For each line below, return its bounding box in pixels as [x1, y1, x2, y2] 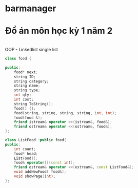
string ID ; [14, 74, 36, 79]
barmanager [5, 3, 57, 14]
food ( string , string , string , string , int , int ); [14, 110, 117, 115]
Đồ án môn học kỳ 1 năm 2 [5, 25, 113, 37]
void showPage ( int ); [14, 174, 56, 179]
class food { [5, 56, 32, 61]
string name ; [14, 84, 40, 88]
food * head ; [14, 151, 38, 156]
